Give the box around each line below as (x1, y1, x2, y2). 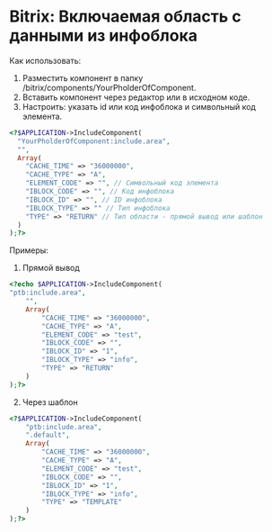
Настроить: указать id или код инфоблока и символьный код (22, 101, 256, 112)
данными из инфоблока (9, 25, 197, 46)
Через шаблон (22, 396, 78, 407)
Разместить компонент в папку (22, 72, 144, 83)
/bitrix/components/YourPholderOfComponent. (22, 82, 197, 93)
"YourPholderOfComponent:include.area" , (17, 137, 171, 146)
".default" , (25, 430, 70, 440)
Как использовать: (9, 55, 82, 66)
